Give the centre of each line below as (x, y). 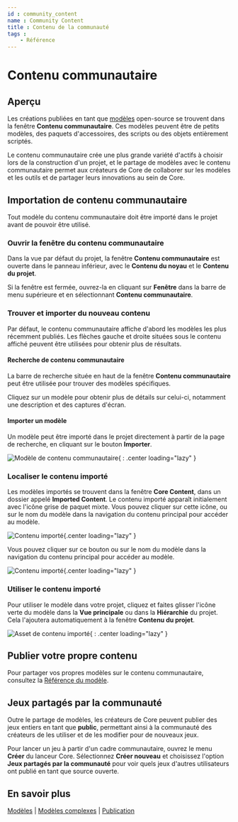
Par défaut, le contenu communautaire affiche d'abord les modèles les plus (117, 329)
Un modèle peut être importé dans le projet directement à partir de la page (116, 437)
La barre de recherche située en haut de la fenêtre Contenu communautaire (119, 376)
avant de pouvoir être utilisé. (49, 224)
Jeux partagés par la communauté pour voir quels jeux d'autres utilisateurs (118, 764)
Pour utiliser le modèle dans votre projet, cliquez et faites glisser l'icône (112, 605)
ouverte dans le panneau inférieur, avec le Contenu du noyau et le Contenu (118, 266)
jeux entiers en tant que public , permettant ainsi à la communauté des (110, 728)
